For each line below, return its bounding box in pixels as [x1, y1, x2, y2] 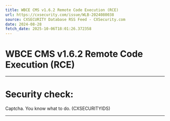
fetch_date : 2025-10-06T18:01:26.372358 [5, 26, 92, 32]
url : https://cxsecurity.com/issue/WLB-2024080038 [5, 12, 114, 17]
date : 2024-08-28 [5, 21, 42, 27]
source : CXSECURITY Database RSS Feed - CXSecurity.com [5, 17, 125, 22]
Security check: [5, 88, 74, 100]
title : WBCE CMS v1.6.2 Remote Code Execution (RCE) [5, 7, 119, 13]
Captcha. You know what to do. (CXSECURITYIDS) [5, 105, 110, 111]
